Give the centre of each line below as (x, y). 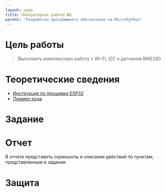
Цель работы (35, 45)
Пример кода (27, 99)
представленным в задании (36, 162)
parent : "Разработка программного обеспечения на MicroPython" (74, 19)
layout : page (19, 10)
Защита (22, 183)
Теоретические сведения (62, 79)
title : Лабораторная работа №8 (38, 15)
